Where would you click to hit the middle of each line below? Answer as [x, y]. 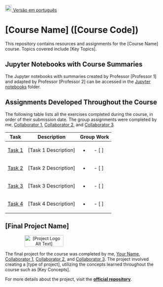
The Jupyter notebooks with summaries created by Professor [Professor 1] [81, 76]
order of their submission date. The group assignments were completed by [81, 119]
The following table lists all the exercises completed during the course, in [79, 114]
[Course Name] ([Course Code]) [72, 30]
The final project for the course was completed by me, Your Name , [73, 254]
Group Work [95, 137]
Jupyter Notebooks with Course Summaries [74, 64]
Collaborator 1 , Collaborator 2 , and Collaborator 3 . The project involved [77, 259]
